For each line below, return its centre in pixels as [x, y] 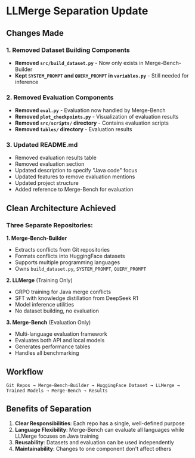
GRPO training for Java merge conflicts [63, 292]
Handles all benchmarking [47, 353]
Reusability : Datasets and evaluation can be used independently [94, 442]
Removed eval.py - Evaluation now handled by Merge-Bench [90, 110]
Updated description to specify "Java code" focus [76, 171]
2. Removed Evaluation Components [60, 97]
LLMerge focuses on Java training [57, 436]
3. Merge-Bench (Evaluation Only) [49, 323]
